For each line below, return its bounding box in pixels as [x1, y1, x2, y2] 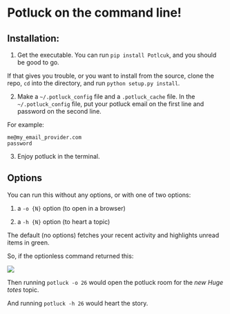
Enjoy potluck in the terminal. [17, 152, 100, 160]
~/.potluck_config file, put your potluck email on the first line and [17, 100, 204, 108]
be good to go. [17, 58, 60, 67]
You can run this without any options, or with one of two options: [7, 191, 191, 199]
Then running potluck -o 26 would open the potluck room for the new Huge [7, 278, 224, 286]
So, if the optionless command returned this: [7, 252, 134, 260]
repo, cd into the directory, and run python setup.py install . [7, 79, 180, 87]
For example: [7, 121, 45, 129]
